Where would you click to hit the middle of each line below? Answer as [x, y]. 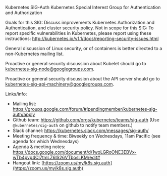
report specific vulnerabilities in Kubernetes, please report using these [78, 33]
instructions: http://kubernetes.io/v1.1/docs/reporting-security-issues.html [82, 38]
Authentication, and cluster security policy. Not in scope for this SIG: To [79, 28]
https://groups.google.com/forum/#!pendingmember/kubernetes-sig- [85, 109]
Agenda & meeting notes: [39, 147]
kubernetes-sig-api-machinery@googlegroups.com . [60, 84]
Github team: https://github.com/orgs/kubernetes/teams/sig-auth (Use [86, 120]
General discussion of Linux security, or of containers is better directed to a [84, 48]
